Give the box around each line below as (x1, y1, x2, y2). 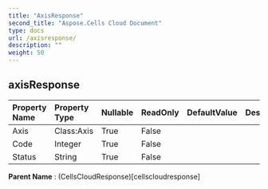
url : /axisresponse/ (8, 33, 77, 42)
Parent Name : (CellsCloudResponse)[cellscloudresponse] (8, 171, 201, 181)
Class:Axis (54, 125, 94, 136)
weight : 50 (8, 49, 45, 57)
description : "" (8, 41, 62, 49)
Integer (54, 138, 81, 149)
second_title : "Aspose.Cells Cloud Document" (8, 19, 162, 27)
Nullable (100, 107, 134, 118)
